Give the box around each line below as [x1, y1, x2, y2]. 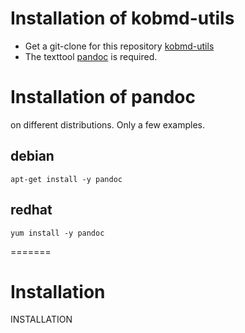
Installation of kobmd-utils [10, 7, 235, 30]
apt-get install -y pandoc [10, 174, 123, 184]
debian [10, 148, 55, 165]
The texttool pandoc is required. [24, 50, 158, 62]
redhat [10, 202, 53, 219]
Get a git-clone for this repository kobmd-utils [24, 40, 215, 52]
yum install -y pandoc [10, 228, 105, 238]
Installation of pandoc [10, 86, 196, 109]
